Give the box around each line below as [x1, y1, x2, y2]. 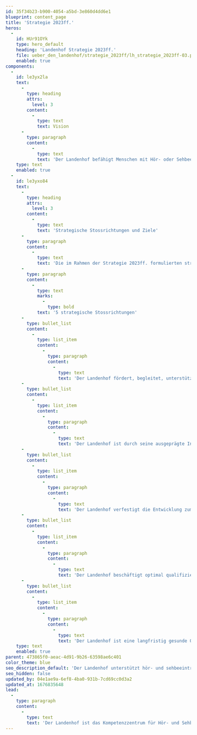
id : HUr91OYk [16, 36, 48, 42]
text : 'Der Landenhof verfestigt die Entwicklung [58, 507, 182, 513]
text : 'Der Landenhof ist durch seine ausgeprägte [58, 441, 185, 447]
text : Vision [36, 124, 69, 129]
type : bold [47, 304, 75, 310]
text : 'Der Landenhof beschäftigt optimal [58, 572, 164, 578]
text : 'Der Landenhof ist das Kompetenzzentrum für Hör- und [26, 720, 180, 726]
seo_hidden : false [5, 670, 51, 677]
